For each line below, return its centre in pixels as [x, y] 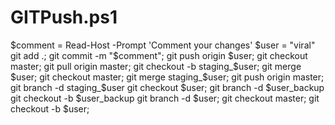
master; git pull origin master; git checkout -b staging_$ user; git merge [156, 66]
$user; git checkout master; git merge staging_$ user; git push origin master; [167, 77]
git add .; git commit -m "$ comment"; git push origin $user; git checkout [159, 55]
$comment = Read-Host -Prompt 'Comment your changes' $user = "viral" [163, 45]
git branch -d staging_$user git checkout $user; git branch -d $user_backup [167, 87]
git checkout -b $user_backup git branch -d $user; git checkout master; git [165, 98]
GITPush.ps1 [64, 17]
